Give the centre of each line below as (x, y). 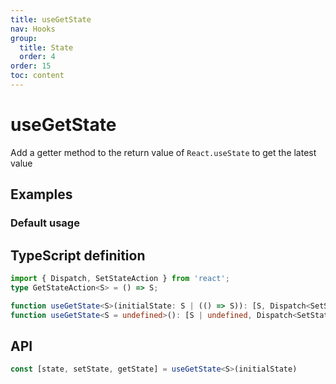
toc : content (37, 76)
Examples (41, 194)
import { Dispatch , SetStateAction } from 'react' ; (120, 278)
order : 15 (31, 66)
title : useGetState (51, 19)
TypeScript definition (78, 255)
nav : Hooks (33, 29)
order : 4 (37, 57)
